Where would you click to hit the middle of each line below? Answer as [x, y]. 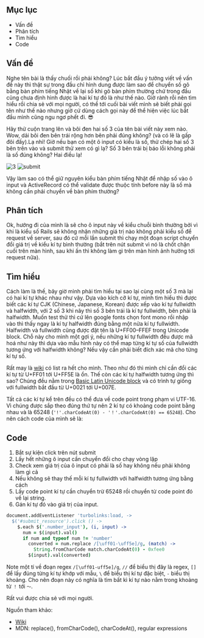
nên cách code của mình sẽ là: [45, 419]
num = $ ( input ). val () [50, 532]
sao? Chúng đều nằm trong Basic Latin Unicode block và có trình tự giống [99, 381]
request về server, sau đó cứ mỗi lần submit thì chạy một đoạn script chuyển [102, 238]
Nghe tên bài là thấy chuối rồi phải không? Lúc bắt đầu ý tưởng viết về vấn [100, 78]
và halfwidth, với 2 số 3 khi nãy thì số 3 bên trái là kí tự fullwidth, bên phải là [101, 311]
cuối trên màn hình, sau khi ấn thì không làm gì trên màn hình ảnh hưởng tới [100, 251]
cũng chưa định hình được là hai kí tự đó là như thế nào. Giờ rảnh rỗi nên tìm [101, 98]
